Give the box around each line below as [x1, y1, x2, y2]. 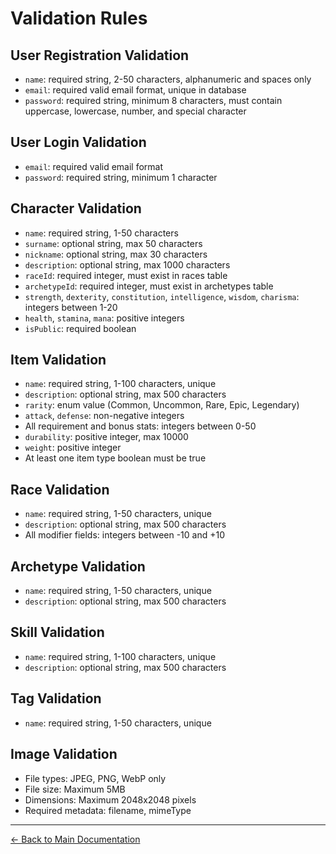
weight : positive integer [24, 442, 122, 454]
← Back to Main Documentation [10, 833, 141, 845]
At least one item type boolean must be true [24, 452, 207, 464]
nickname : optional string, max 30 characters [24, 248, 208, 260]
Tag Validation [10, 690, 102, 707]
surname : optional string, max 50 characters [24, 237, 203, 249]
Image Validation [10, 746, 118, 763]
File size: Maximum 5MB [24, 783, 126, 795]
